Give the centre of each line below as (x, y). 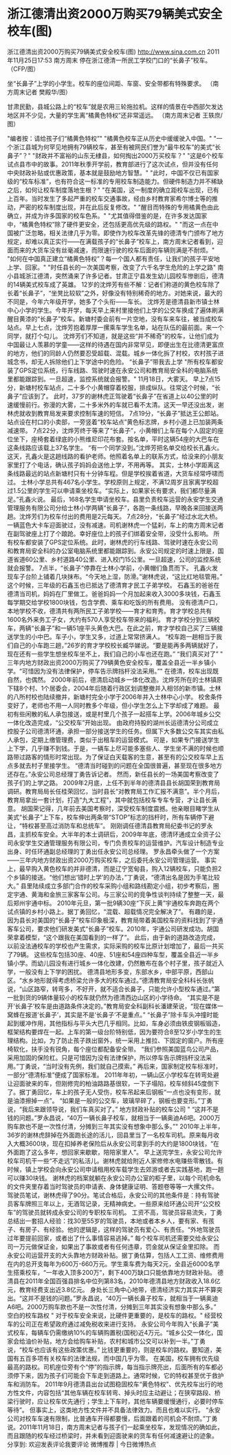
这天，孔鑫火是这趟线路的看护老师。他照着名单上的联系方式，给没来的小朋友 (115, 456)
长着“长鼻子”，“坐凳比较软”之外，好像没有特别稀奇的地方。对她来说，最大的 (115, 293)
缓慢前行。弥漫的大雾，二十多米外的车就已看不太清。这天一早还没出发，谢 (118, 404)
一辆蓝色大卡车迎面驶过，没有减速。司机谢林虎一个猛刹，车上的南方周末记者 (115, 525)
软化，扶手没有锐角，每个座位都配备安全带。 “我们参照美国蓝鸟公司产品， (118, 1049)
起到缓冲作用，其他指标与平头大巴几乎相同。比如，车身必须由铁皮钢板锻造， (115, 1023)
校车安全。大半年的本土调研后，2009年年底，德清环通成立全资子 (123, 834)
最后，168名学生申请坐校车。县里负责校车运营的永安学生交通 (137, 499)
